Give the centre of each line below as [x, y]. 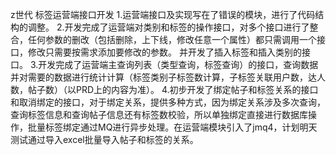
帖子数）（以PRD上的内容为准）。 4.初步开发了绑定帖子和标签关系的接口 [173, 89]
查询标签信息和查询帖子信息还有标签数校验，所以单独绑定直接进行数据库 [159, 114]
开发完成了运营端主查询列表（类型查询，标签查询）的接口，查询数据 [178, 64]
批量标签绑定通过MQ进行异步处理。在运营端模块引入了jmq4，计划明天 [172, 127]
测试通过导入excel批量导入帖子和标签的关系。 [104, 139]
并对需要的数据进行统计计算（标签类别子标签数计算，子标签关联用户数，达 [163, 77]
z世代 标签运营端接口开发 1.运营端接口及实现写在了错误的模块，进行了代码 [163, 14]
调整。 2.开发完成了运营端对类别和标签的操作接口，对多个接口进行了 [168, 27]
